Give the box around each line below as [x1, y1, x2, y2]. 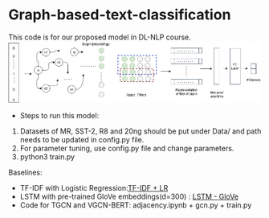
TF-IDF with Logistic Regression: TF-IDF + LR [19, 183, 169, 193]
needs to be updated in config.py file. [19, 135, 145, 145]
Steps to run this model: [19, 111, 100, 121]
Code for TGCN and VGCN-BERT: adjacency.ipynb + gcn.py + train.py [19, 200, 252, 210]
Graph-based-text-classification [8, 6, 231, 24]
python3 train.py [19, 152, 75, 162]
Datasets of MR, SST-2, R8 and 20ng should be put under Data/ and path [19, 126, 262, 136]
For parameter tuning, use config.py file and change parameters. [19, 143, 234, 154]
